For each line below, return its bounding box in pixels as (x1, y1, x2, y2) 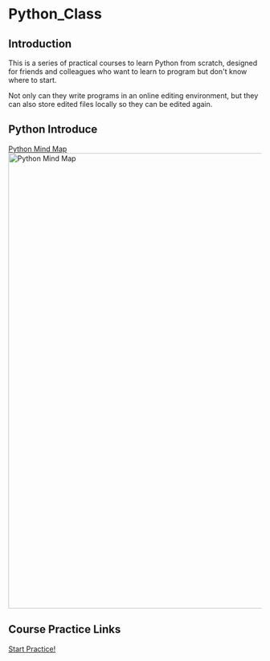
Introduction (8, 37, 72, 51)
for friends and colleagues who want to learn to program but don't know (8, 67, 247, 76)
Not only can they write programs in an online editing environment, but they (8, 91, 259, 101)
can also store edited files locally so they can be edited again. (8, 100, 213, 109)
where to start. (8, 76, 57, 84)
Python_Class (8, 5, 102, 23)
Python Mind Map (8, 144, 67, 154)
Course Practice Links (8, 622, 121, 636)
